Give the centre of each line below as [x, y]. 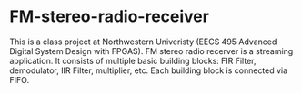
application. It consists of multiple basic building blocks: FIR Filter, [133, 60]
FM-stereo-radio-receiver [109, 17]
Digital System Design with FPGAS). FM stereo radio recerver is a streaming [151, 51]
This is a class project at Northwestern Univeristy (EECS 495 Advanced [143, 42]
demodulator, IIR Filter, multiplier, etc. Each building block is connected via [149, 70]
